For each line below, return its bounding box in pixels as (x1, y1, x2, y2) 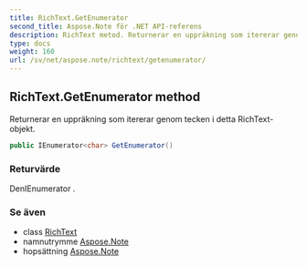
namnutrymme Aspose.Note (22, 236, 130, 247)
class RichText (22, 227, 78, 238)
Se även (9, 206, 46, 219)
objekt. (9, 123, 36, 134)
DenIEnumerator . (9, 183, 76, 194)
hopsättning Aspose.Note (22, 246, 120, 257)
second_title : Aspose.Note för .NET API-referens (9, 22, 203, 31)
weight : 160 (9, 47, 55, 56)
